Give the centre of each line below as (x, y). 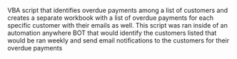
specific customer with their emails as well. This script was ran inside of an (118, 25)
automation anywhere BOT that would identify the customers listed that (112, 33)
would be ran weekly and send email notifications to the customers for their (118, 41)
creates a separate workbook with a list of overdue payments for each (111, 18)
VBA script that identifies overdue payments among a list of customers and (118, 10)
